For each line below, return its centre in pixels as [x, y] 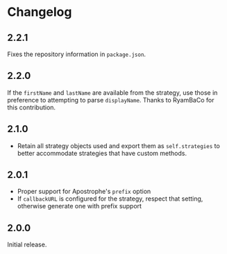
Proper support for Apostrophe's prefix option [84, 192]
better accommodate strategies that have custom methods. [102, 153]
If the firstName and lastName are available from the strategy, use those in [112, 92]
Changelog [40, 12]
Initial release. [27, 245]
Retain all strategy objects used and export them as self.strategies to [118, 145]
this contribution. [32, 107]
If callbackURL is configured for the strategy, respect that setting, [110, 199]
